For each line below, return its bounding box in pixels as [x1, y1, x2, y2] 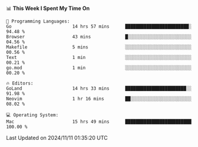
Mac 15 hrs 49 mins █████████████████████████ [6, 119, 192, 125]
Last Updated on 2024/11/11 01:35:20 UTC [6, 135, 108, 141]
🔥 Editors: [6, 80, 34, 86]
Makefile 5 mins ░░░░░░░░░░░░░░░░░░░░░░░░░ [6, 44, 192, 50]
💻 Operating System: [6, 112, 59, 118]
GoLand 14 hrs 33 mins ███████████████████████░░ [6, 86, 192, 92]
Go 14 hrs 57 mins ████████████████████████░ [6, 24, 192, 30]
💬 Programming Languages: [6, 18, 70, 24]
